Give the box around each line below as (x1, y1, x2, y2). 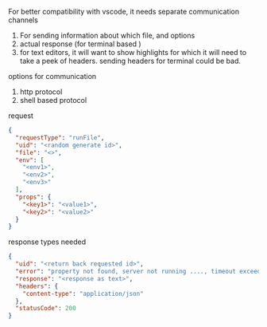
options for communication (8, 72, 97, 81)
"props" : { (15, 193, 52, 201)
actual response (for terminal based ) (19, 39, 141, 49)
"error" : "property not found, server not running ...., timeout (15, 267, 237, 275)
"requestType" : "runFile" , (15, 133, 105, 142)
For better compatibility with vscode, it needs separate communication (8, 7, 240, 16)
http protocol (19, 87, 63, 97)
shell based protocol (19, 96, 87, 104)
